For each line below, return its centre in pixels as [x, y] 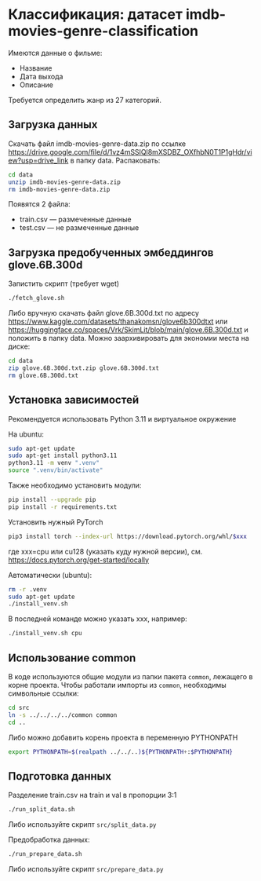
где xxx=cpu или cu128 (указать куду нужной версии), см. [105, 551]
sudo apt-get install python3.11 [63, 456]
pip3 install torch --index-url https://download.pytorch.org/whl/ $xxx [127, 536]
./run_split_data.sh [42, 810]
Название [36, 68]
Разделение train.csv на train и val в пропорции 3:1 [92, 795]
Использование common [72, 658]
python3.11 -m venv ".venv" [54, 463]
